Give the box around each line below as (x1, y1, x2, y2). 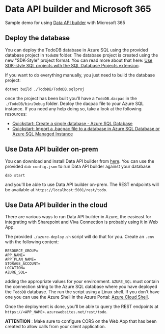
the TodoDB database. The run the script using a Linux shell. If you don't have (5, 289, 160, 295)
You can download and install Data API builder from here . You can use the (5, 158, 155, 164)
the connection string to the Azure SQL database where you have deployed (5, 283, 158, 290)
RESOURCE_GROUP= (5, 249, 38, 254)
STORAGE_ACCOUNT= (5, 261, 41, 266)
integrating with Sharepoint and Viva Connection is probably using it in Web (5, 219, 158, 225)
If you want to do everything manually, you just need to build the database (5, 72, 155, 78)
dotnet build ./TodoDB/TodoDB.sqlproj (5, 87, 84, 92)
